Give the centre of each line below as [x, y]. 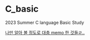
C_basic [22, 9]
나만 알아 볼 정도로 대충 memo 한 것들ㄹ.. [45, 32]
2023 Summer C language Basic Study [45, 22]
